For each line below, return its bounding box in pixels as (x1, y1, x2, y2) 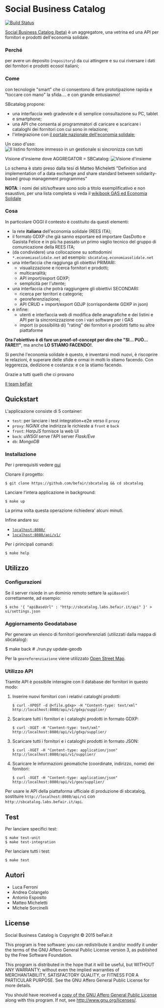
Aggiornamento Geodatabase (5, 620, 77, 627)
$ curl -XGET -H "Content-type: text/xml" (12, 726, 100, 731)
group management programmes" (19, 176, 87, 181)
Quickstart (5, 395, 39, 403)
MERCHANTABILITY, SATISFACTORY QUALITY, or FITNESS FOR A (5, 972, 139, 978)
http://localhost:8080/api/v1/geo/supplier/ (12, 780, 105, 785)
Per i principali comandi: (5, 541, 54, 547)
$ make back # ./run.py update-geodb (5, 646, 82, 652)
